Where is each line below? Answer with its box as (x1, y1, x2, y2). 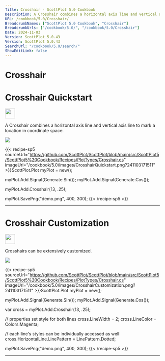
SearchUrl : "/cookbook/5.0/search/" (5, 44, 80, 49)
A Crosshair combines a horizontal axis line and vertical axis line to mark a (5, 122, 156, 128)
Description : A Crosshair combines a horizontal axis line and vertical (5, 12, 157, 17)
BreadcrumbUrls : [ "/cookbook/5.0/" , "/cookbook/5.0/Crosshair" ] (5, 26, 139, 30)
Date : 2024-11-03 (5, 30, 41, 35)
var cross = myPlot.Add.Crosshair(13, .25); (5, 306, 91, 312)
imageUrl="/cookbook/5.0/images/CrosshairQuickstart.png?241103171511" (5, 162, 156, 167)
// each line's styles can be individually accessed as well (5, 331, 119, 336)
